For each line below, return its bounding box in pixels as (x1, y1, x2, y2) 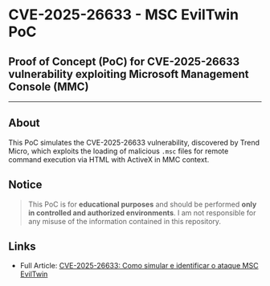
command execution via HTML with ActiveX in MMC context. (8, 154, 210, 164)
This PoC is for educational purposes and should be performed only (27, 199, 257, 209)
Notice (8, 178, 43, 192)
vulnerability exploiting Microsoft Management (8, 67, 249, 81)
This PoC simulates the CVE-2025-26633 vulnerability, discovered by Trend (8, 137, 260, 147)
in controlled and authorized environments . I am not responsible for (27, 207, 256, 218)
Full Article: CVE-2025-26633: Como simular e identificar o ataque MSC (19, 261, 259, 271)
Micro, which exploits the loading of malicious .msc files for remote (8, 146, 229, 156)
